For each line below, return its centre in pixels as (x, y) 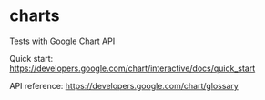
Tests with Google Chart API (62, 41)
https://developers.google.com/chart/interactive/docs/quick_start (132, 68)
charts (35, 16)
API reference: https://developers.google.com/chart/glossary (124, 85)
